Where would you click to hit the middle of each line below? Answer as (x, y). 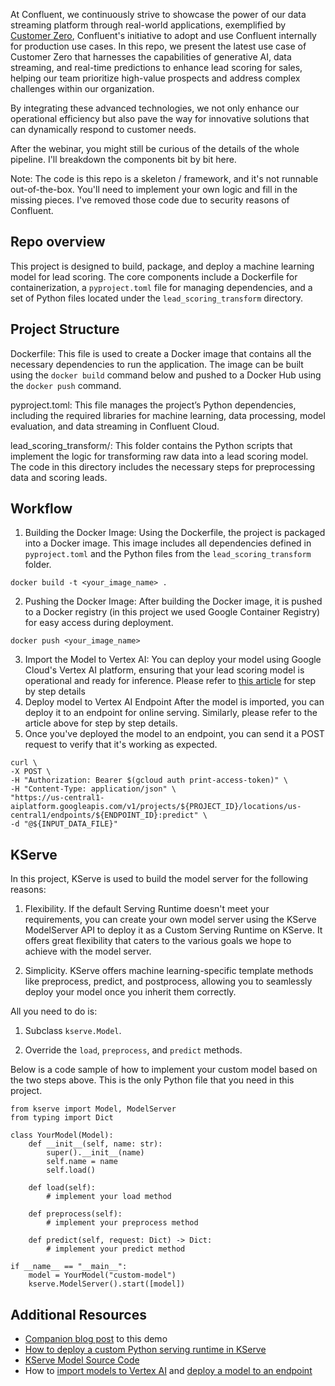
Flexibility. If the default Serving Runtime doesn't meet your (147, 909)
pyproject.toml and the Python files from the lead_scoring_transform (168, 554)
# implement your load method (109, 1197)
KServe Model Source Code (82, 1360)
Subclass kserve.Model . (73, 1031)
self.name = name (82, 1162)
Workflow (41, 509)
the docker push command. (66, 385)
